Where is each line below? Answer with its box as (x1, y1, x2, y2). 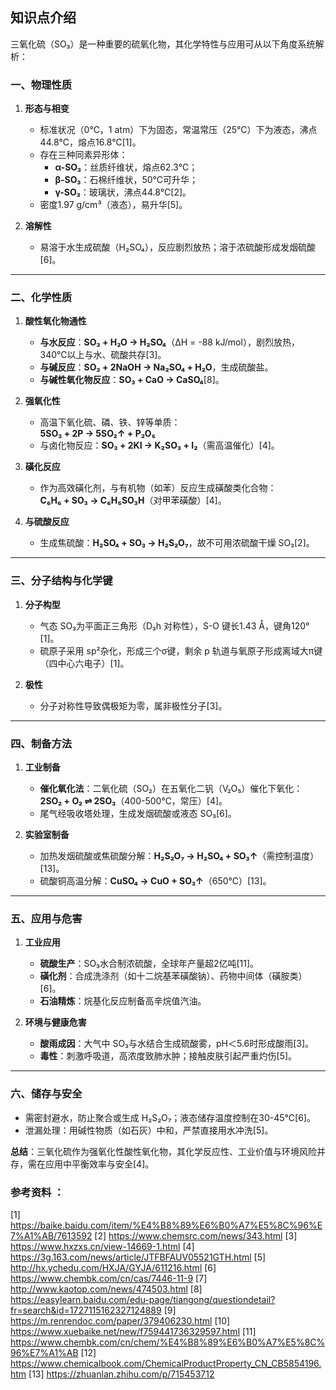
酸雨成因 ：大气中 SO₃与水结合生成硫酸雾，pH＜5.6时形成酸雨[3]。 (39, 1038, 315, 1050)
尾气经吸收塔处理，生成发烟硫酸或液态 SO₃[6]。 (39, 808, 237, 819)
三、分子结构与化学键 (10, 574, 113, 588)
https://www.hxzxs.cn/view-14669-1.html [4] (10, 1240, 195, 1252)
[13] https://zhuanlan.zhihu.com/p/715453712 (28, 1368, 215, 1380)
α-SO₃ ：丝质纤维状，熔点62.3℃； (54, 161, 198, 173)
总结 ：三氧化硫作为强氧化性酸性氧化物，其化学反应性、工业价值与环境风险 (10, 1145, 317, 1157)
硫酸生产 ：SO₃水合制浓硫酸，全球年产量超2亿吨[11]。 (39, 958, 260, 970)
